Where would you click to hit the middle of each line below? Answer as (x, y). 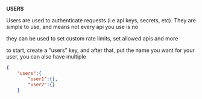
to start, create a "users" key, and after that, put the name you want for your (100, 50)
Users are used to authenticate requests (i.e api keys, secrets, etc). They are (101, 20)
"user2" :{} (42, 85)
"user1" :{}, (43, 79)
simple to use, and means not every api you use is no (72, 27)
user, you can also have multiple (46, 56)
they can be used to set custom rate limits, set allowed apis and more (92, 38)
